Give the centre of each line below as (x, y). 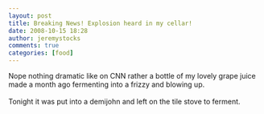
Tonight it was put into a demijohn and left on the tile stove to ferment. (124, 102)
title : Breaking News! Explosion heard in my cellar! (101, 23)
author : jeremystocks (45, 38)
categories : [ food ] (41, 53)
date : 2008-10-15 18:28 (48, 31)
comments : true (34, 46)
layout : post (30, 16)
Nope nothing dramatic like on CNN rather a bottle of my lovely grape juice (132, 76)
